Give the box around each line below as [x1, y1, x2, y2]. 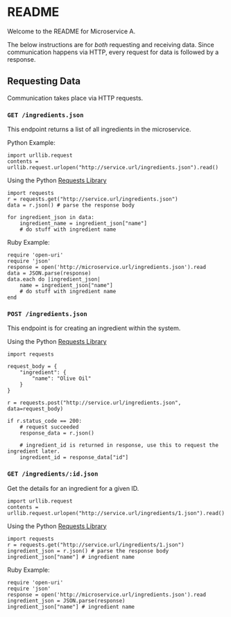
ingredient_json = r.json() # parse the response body [7, 547, 169, 555]
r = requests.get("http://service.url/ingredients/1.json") [7, 541, 185, 548]
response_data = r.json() [19, 430, 95, 437]
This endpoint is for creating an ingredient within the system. [7, 324, 181, 333]
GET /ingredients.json [7, 111, 84, 119]
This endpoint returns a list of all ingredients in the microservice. [7, 125, 191, 134]
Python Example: [7, 139, 55, 147]
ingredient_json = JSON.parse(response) [7, 597, 126, 604]
